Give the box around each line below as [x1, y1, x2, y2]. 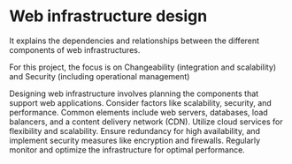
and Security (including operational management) [9, 71, 190, 81]
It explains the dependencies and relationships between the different [9, 35, 259, 46]
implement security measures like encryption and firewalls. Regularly [9, 135, 261, 145]
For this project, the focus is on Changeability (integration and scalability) [9, 62, 277, 72]
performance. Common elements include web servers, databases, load [9, 107, 268, 117]
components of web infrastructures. [9, 44, 141, 55]
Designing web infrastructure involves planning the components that [9, 88, 259, 99]
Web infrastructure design [9, 6, 208, 26]
